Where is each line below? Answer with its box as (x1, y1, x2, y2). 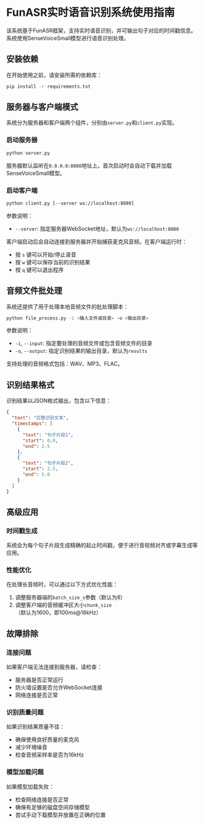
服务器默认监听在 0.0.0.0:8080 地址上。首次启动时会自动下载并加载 (6, 162, 172, 169)
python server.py (6, 150, 50, 156)
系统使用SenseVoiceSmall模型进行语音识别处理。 (6, 34, 129, 41)
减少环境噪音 (15, 744, 47, 751)
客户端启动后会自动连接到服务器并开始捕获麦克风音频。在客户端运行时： (6, 238, 187, 245)
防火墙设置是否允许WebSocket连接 (15, 684, 103, 691)
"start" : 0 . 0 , (22, 438, 59, 444)
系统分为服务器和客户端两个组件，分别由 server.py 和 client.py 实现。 (6, 119, 178, 127)
